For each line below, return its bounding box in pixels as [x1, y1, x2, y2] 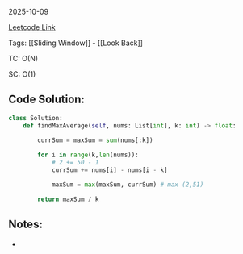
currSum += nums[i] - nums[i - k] [51, 166, 168, 174]
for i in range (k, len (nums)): [37, 151, 139, 160]
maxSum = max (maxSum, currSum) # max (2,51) [51, 181, 204, 189]
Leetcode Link [8, 23, 57, 31]
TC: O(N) [8, 54, 39, 63]
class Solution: [8, 114, 63, 122]
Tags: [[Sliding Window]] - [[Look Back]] [8, 38, 144, 48]
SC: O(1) [8, 69, 36, 79]
